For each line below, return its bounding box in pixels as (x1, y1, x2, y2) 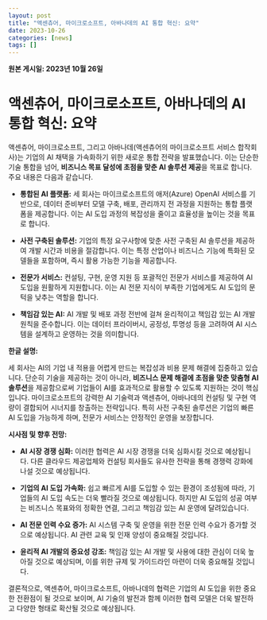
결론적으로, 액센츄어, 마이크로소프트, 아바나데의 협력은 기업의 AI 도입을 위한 (8, 583, 242, 593)
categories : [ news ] (8, 33, 73, 42)
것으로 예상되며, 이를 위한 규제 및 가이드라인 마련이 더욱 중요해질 (34, 557, 234, 567)
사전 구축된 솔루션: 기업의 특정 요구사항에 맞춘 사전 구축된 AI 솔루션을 (19, 236, 234, 246)
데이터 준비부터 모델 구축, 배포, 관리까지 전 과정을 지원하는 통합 (43, 200, 238, 209)
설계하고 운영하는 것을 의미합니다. (34, 329, 139, 339)
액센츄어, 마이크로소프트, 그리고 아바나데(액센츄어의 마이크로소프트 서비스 (8, 142, 236, 152)
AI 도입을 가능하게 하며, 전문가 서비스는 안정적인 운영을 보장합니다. (8, 413, 215, 422)
